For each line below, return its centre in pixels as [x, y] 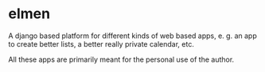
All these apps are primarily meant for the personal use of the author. [121, 59]
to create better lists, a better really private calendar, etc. [101, 44]
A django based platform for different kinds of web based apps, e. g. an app [132, 36]
